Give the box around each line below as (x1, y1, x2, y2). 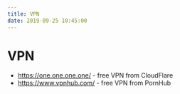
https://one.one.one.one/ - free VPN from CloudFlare (17, 71, 174, 80)
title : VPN (7, 10, 40, 18)
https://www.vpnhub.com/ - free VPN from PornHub (17, 79, 171, 88)
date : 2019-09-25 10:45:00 (7, 17, 88, 24)
